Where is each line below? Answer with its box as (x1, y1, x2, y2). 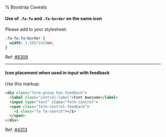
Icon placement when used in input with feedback (5, 70, 110, 76)
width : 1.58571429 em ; (9, 40, 54, 46)
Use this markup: (5, 81, 40, 87)
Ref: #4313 (5, 127, 28, 133)
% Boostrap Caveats (5, 4, 47, 10)
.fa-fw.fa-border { (5, 36, 45, 41)
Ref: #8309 (5, 54, 28, 60)
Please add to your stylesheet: (5, 27, 67, 33)
